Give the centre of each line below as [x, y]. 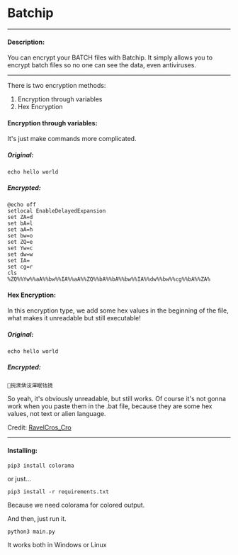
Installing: [22, 451]
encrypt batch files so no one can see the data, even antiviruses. [102, 65]
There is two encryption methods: [57, 86]
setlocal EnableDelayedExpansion [57, 211]
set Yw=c [20, 248]
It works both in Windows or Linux [57, 544]
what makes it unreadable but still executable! [74, 318]
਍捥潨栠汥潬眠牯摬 [30, 386]
